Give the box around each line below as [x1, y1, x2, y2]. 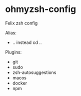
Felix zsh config [5, 20, 38, 26]
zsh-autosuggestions [12, 69, 56, 75]
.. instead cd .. [12, 39, 42, 45]
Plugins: [5, 49, 22, 55]
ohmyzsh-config [5, 3, 76, 15]
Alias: [5, 29, 16, 35]
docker [12, 80, 27, 86]
